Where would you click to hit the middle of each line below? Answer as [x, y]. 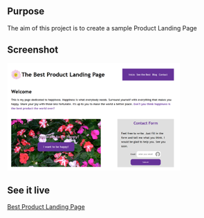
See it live [29, 190]
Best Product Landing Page [46, 207]
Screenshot [33, 50]
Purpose [26, 11]
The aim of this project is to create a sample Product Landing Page [102, 28]
